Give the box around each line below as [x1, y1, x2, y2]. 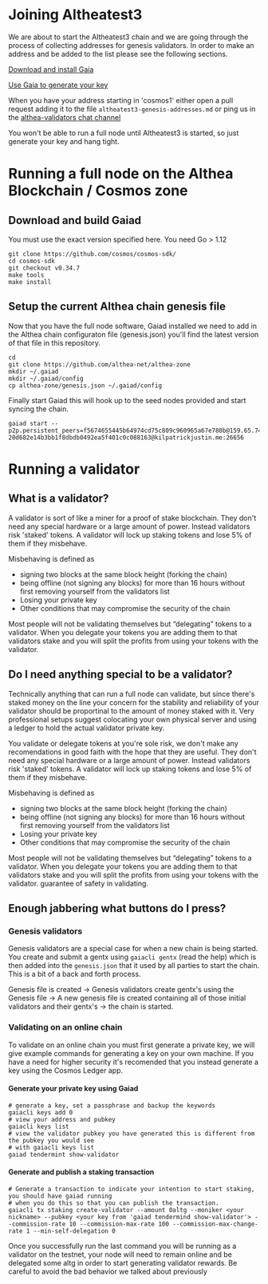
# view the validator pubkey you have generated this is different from [8, 1130, 255, 1138]
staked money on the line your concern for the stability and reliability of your [8, 698, 259, 707]
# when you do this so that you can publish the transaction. [8, 1198, 219, 1207]
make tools [8, 270, 45, 279]
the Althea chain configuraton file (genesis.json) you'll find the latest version [8, 330, 259, 339]
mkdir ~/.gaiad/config [8, 374, 84, 382]
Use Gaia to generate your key [8, 80, 108, 90]
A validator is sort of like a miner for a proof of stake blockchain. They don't [8, 513, 257, 522]
